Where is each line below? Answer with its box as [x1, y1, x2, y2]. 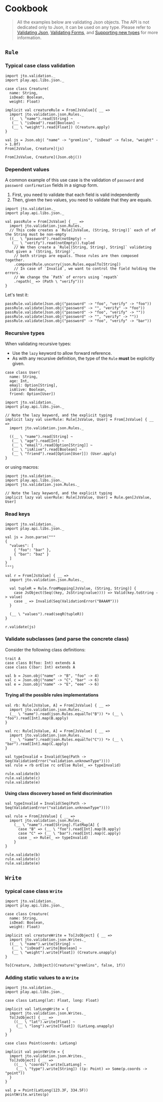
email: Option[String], [9, 383, 58, 388]
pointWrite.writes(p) [5, 1092, 49, 1097]
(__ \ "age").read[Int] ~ [11, 438, 64, 444]
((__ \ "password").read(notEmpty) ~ [9, 236, 86, 241]
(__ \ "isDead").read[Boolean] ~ [11, 120, 80, 125]
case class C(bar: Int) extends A [5, 665, 76, 670]
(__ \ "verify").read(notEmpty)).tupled [11, 240, 95, 245]
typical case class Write [5, 887, 63, 894]
